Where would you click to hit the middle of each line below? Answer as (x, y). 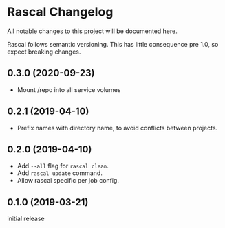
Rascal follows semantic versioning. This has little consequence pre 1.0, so (113, 44)
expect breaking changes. (44, 52)
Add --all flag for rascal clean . (63, 166)
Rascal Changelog (60, 12)
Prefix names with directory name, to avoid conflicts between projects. (117, 128)
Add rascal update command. (60, 173)
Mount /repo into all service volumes (69, 89)
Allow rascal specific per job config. (68, 181)
